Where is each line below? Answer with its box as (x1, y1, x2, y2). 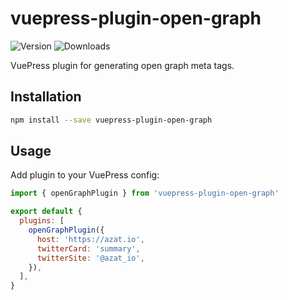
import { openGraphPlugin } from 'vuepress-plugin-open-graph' (10, 188, 280, 199)
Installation (10, 88, 82, 106)
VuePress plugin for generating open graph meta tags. (10, 59, 235, 71)
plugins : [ (19, 216, 65, 226)
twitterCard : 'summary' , (36, 243, 141, 254)
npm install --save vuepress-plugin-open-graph (10, 115, 213, 125)
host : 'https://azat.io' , (36, 234, 145, 244)
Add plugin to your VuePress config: (10, 169, 160, 181)
